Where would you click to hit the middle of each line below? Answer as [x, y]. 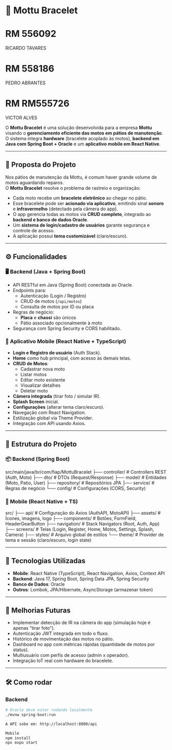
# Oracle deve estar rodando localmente [49, 710]
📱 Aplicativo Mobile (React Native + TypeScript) [66, 341]
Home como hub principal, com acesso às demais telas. [72, 358]
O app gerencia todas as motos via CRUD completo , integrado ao [82, 214]
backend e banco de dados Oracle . [50, 219]
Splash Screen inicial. [36, 402]
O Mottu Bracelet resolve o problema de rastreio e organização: [73, 188]
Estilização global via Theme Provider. [53, 418]
